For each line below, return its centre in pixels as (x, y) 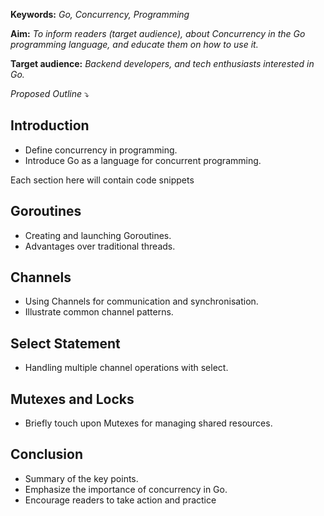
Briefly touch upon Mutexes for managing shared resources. (148, 423)
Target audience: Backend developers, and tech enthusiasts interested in (162, 63)
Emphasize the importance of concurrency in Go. (126, 489)
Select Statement (65, 343)
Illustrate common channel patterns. (99, 312)
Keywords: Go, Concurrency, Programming (100, 14)
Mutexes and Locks (72, 399)
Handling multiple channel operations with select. (126, 368)
